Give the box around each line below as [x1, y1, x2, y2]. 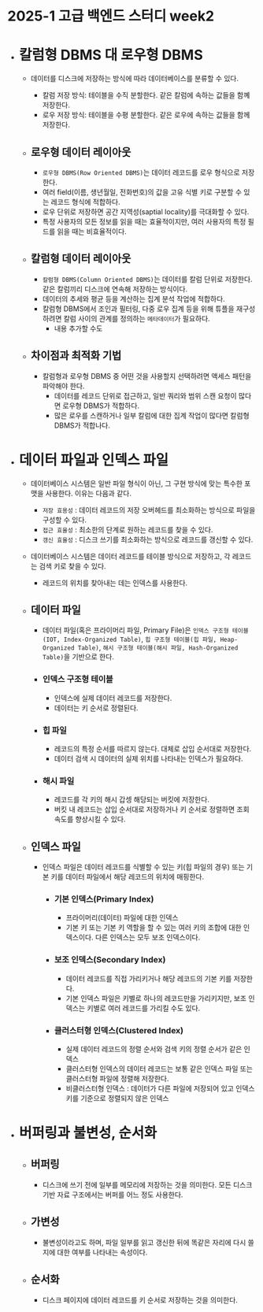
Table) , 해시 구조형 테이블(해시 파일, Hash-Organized [77, 643, 239, 652]
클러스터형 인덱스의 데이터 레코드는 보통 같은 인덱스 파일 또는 [65, 1064, 254, 1073]
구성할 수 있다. [42, 515, 87, 524]
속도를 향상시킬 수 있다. [54, 814, 126, 824]
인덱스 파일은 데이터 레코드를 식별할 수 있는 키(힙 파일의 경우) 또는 [42, 862, 245, 872]
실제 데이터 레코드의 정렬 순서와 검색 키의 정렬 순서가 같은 [65, 1044, 243, 1054]
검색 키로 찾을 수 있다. [39, 561, 107, 571]
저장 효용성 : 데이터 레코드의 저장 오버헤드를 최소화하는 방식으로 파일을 [42, 505, 256, 514]
